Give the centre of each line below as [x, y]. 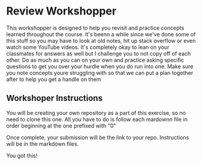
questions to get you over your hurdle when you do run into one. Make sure [100, 66]
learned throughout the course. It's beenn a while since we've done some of [101, 34]
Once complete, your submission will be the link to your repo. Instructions [98, 137]
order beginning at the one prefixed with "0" [61, 126]
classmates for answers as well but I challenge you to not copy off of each [99, 53]
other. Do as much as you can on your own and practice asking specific [95, 60]
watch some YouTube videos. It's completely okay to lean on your [88, 47]
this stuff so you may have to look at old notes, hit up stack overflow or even [101, 40]
